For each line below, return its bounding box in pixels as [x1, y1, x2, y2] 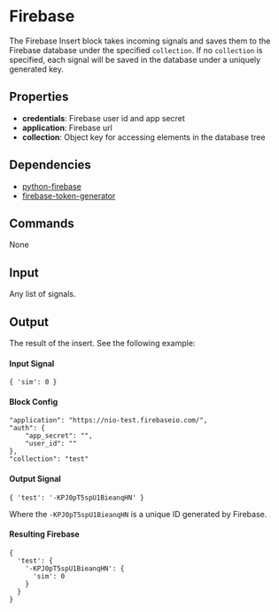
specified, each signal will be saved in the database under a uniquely [9, 54, 261, 65]
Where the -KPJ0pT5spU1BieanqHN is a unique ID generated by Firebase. [9, 508, 267, 519]
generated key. [9, 64, 64, 74]
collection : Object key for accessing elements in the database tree [21, 131, 266, 143]
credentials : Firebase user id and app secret [21, 112, 186, 123]
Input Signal [9, 358, 55, 368]
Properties [9, 89, 69, 105]
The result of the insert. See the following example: [9, 338, 196, 348]
